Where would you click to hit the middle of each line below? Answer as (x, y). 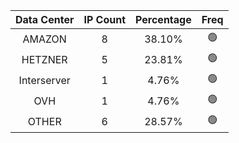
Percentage (163, 19)
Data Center (45, 19)
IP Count (105, 19)
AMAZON (44, 39)
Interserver (44, 80)
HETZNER (44, 59)
